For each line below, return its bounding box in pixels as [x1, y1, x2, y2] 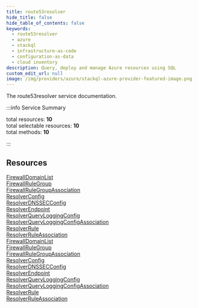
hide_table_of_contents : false [6, 20, 85, 26]
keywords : [6, 25, 31, 32]
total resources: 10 [6, 115, 52, 123]
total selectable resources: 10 [6, 122, 79, 129]
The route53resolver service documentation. [6, 93, 117, 100]
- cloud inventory [11, 59, 58, 65]
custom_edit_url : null [6, 70, 63, 76]
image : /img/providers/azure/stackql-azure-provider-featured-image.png [6, 76, 193, 82]
